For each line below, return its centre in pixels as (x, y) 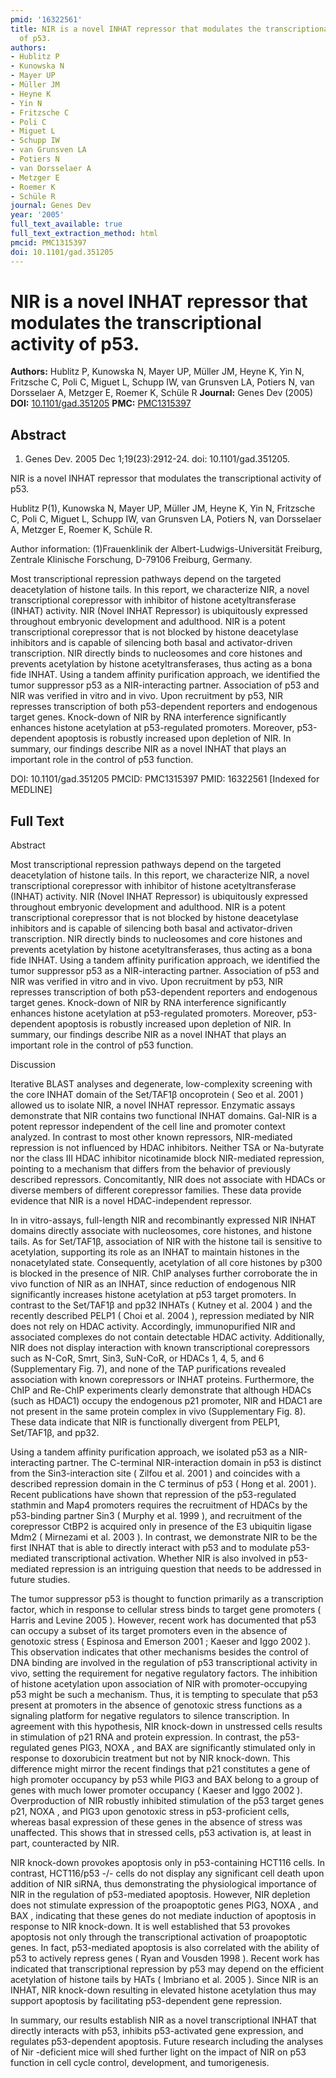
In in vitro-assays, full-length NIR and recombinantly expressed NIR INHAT (163, 1220)
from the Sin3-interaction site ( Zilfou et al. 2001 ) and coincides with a (155, 1473)
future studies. (40, 1580)
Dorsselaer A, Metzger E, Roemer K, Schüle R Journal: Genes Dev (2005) (162, 393)
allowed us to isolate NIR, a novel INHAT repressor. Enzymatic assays (153, 1105)
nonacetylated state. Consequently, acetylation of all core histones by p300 (166, 1263)
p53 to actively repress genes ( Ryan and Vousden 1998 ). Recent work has (165, 1958)
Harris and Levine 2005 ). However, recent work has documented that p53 (163, 1620)
